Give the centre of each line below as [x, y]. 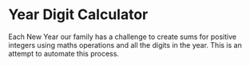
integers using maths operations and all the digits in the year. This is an [125, 45]
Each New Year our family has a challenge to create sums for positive [123, 37]
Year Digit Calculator [78, 15]
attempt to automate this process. [64, 53]
